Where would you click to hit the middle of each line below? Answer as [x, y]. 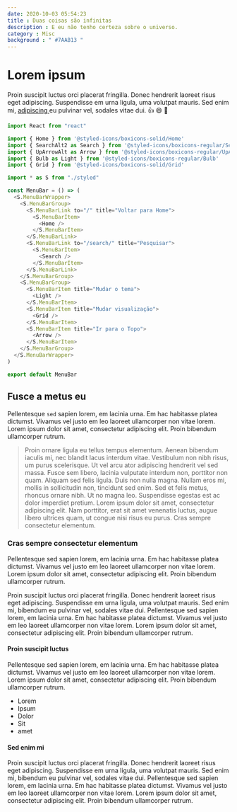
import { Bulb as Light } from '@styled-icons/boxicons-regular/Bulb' [113, 159]
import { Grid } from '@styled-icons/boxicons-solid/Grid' [96, 165]
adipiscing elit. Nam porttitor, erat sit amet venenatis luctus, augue [121, 510]
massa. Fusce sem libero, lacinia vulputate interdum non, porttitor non [126, 472]
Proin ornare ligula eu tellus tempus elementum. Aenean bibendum [121, 450]
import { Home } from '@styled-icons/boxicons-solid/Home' [96, 139]
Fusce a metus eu [47, 397]
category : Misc [31, 34]
